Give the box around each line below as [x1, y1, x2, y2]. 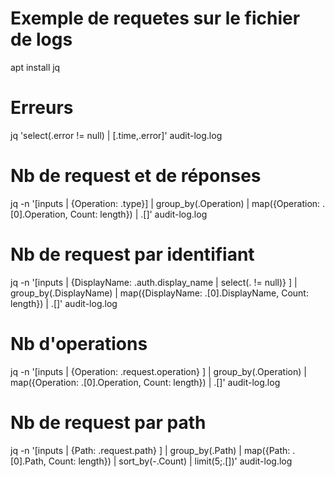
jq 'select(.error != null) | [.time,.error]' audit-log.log [10, 129, 223, 141]
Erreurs [10, 97, 74, 119]
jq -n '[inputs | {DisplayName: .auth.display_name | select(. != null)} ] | [10, 276, 298, 288]
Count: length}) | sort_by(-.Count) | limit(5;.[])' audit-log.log [48, 455, 293, 467]
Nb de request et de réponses [10, 165, 262, 187]
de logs [10, 28, 73, 51]
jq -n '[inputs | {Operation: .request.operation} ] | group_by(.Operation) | [10, 365, 307, 377]
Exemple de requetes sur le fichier [10, 7, 301, 30]
